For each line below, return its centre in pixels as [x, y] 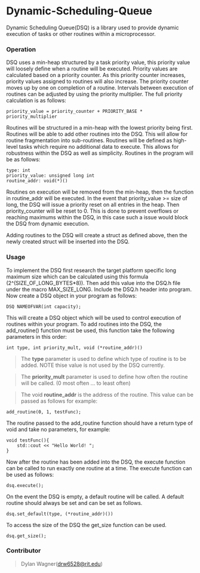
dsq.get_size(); [26, 536]
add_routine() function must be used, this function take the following [90, 330]
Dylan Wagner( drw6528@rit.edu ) [62, 563]
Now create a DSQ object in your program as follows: [72, 295]
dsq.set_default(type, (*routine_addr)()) [60, 514]
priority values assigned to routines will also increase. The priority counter [98, 81]
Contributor [24, 551]
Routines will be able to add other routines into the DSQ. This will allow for [97, 134]
